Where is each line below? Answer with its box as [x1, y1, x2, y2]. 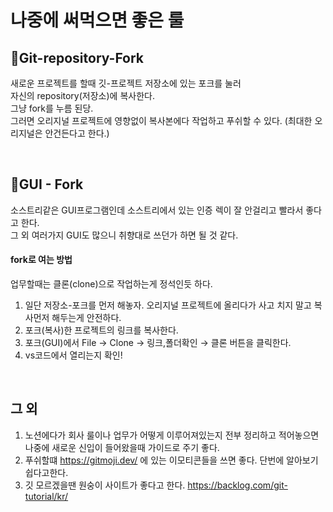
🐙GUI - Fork [10, 176, 84, 193]
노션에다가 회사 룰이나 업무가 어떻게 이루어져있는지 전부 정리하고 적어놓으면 [24, 429, 320, 441]
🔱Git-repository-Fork [10, 49, 145, 66]
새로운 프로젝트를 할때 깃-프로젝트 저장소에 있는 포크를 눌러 [10, 77, 242, 89]
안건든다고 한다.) [44, 127, 110, 139]
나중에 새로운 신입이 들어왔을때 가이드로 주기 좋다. [24, 441, 220, 453]
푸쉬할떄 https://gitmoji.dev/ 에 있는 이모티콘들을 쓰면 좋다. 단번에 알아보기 [24, 454, 319, 466]
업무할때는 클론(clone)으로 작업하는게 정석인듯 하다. [10, 278, 213, 290]
